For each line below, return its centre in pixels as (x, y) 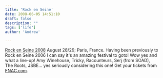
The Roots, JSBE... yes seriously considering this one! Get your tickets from (81, 65)
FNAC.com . (17, 70)
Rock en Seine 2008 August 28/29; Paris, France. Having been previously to (82, 50)
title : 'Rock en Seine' (29, 9)
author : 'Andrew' (23, 32)
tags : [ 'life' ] (20, 28)
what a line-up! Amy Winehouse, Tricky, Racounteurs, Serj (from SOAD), (78, 60)
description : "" (21, 23)
